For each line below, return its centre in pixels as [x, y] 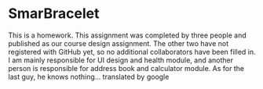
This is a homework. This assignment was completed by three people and [127, 35]
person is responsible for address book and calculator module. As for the [126, 68]
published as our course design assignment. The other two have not [119, 43]
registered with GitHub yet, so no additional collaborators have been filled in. [132, 52]
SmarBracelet [54, 14]
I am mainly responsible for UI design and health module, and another [121, 60]
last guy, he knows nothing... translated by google [89, 77]
